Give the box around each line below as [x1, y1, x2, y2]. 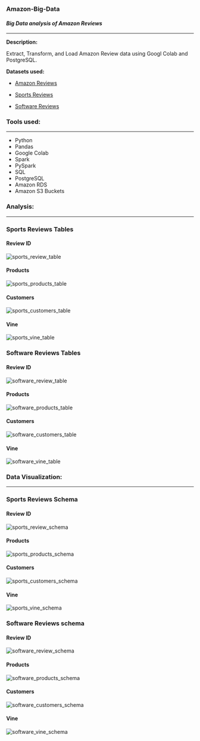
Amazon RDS [14, 181, 48, 188]
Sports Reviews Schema [6, 495, 79, 504]
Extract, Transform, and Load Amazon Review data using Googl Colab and [6, 50, 189, 57]
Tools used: [6, 118, 41, 126]
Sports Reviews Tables [6, 225, 74, 233]
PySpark [14, 162, 36, 169]
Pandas [14, 143, 34, 151]
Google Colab [14, 149, 49, 157]
